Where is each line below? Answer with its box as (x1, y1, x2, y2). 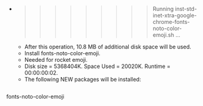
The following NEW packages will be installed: (24, 76, 141, 83)
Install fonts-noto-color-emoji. (24, 50, 101, 57)
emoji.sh (152, 31, 175, 39)
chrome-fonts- (152, 18, 190, 25)
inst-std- (174, 6, 197, 12)
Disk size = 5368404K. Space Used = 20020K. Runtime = (24, 62, 170, 70)
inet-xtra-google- (152, 12, 197, 19)
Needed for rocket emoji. (24, 56, 88, 63)
